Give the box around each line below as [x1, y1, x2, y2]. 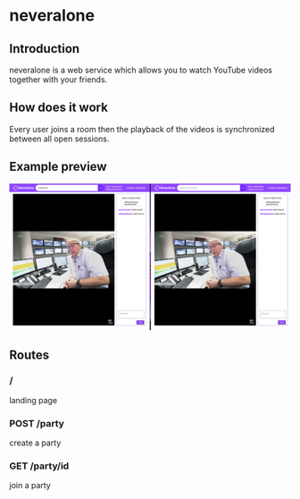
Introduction [9, 41, 80, 56]
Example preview [9, 159, 107, 174]
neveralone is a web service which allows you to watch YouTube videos [9, 64, 272, 75]
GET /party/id [9, 460, 70, 472]
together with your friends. [9, 74, 108, 85]
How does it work [9, 100, 109, 115]
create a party [9, 437, 62, 448]
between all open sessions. [9, 133, 110, 144]
